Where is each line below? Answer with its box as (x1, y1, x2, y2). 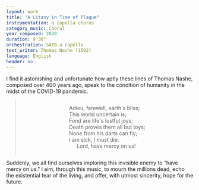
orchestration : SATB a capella (6, 42, 84, 48)
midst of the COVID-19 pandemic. (6, 88, 89, 95)
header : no (6, 58, 33, 64)
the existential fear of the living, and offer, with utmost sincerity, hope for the (6, 172, 194, 179)
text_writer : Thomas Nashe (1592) (6, 48, 92, 54)
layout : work (6, 8, 39, 15)
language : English (6, 53, 52, 59)
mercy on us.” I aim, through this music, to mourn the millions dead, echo (6, 165, 185, 173)
